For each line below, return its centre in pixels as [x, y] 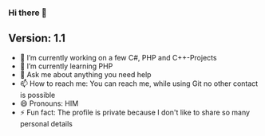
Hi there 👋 [28, 13]
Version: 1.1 [37, 39]
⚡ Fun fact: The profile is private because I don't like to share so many [134, 112]
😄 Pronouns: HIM [49, 103]
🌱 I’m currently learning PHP [66, 66]
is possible [38, 95]
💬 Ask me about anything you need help [85, 74]
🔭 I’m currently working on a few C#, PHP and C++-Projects [118, 57]
